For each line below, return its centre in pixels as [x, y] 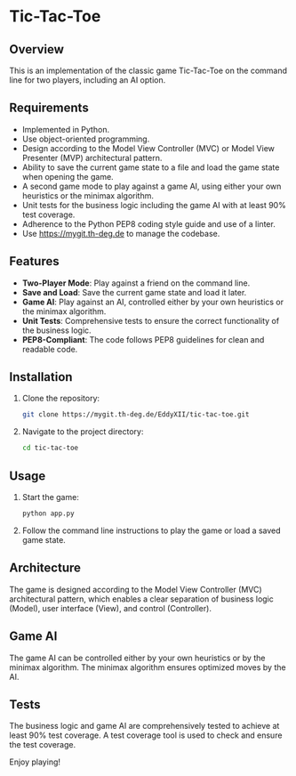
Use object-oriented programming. [86, 139]
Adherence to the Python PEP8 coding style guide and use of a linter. [148, 223]
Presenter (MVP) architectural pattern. [92, 158]
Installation [41, 377]
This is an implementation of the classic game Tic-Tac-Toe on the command [148, 70]
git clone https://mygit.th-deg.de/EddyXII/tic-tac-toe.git [136, 415]
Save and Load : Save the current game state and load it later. [134, 292]
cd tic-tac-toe [50, 448]
